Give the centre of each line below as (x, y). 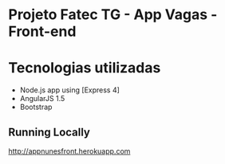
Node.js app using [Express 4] (69, 90)
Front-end (42, 31)
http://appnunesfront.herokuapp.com (69, 151)
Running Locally (49, 132)
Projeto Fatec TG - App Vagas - (113, 15)
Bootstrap (36, 107)
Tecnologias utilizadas (85, 68)
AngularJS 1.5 (42, 99)
